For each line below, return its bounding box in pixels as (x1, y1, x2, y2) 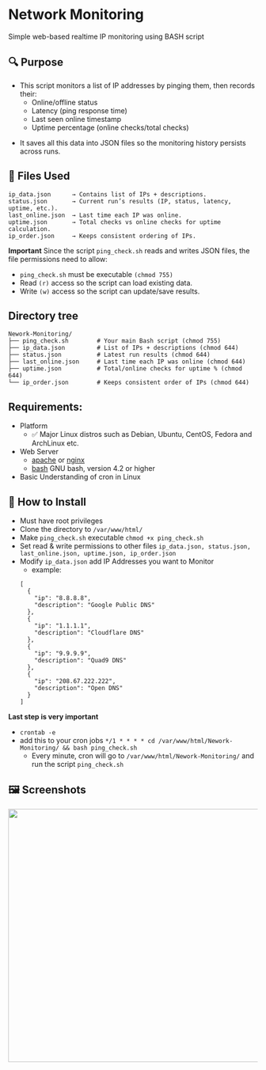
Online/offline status (31, 97, 98, 107)
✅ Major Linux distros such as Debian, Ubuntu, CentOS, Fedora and (31, 430, 253, 439)
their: (19, 89, 37, 98)
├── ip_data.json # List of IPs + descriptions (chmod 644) (8, 344, 239, 352)
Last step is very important (8, 712, 99, 721)
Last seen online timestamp (31, 114, 122, 123)
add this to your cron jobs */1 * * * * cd (19, 736, 156, 745)
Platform (19, 421, 48, 431)
